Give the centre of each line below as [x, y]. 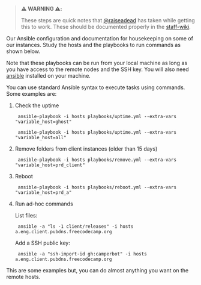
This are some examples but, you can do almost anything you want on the [97, 270]
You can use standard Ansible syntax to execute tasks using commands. [96, 87]
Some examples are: [31, 94]
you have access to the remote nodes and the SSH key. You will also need [97, 69]
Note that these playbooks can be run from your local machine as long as [97, 63]
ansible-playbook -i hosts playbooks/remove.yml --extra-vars [97, 160]
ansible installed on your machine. [49, 76]
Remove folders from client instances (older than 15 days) [86, 149]
